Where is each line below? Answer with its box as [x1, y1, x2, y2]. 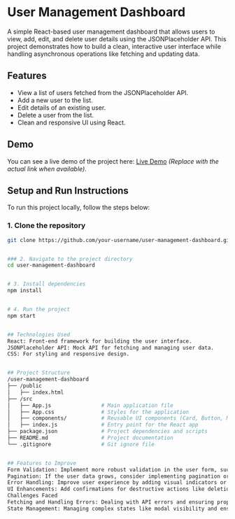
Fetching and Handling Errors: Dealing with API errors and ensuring [7, 499, 215, 506]
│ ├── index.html [7, 389, 64, 396]
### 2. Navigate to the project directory [7, 255, 133, 262]
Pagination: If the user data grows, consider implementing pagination [7, 473, 220, 480]
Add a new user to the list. [17, 96, 93, 104]
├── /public [7, 383, 42, 390]
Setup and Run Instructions [7, 185, 129, 197]
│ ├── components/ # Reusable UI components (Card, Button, [7, 415, 224, 422]
